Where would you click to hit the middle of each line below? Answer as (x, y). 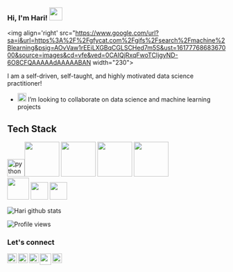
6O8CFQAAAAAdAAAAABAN (49, 63)
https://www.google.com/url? (117, 33)
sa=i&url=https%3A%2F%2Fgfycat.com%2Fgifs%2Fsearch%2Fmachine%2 (116, 40)
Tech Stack (32, 129)
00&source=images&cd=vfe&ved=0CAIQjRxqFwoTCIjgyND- (93, 55)
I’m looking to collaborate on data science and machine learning (119, 99)
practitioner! (25, 83)
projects (29, 107)
